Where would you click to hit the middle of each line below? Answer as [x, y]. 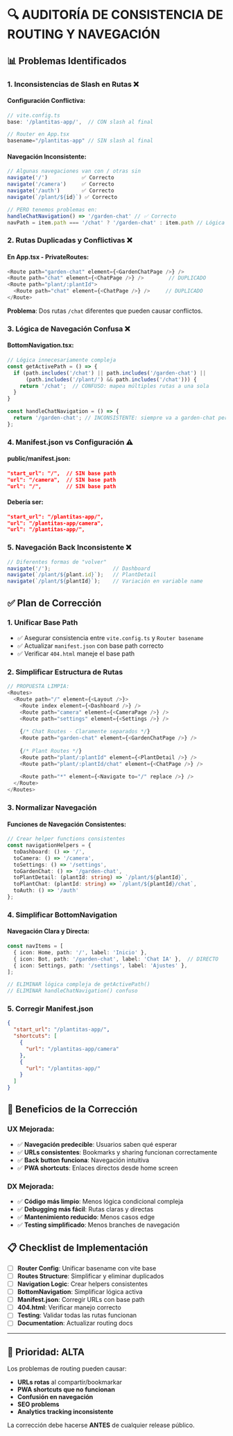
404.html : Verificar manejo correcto [69, 1307]
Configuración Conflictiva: [46, 101]
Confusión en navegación [55, 1397]
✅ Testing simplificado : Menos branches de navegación [98, 1225]
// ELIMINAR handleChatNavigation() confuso [72, 991]
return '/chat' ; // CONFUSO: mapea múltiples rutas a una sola [114, 386]
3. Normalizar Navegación [52, 807]
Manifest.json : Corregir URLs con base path [81, 1300]
